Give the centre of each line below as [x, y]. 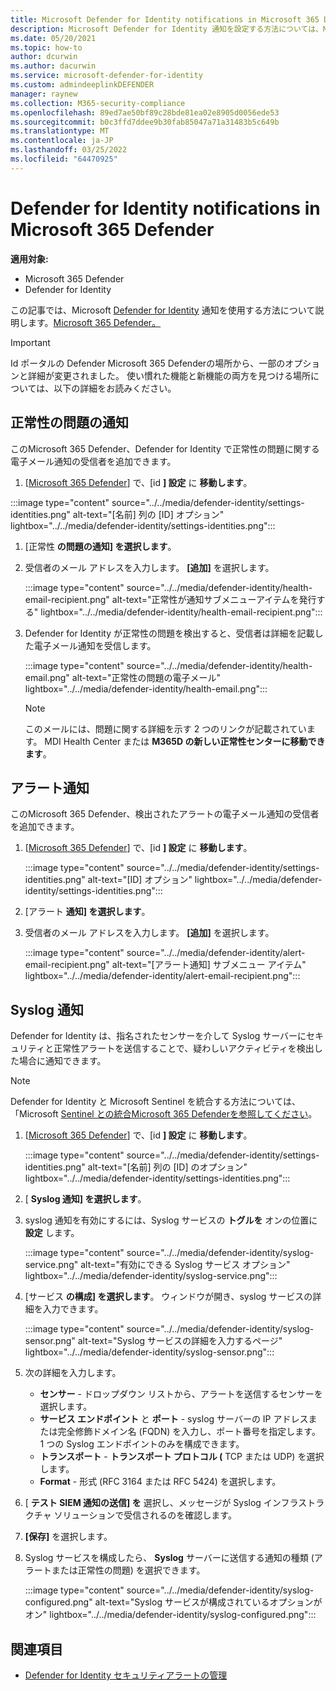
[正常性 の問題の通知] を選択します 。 [100, 546]
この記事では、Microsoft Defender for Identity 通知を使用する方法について [163, 310]
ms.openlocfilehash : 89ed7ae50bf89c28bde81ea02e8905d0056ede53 [145, 112]
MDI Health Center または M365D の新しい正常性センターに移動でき [185, 741]
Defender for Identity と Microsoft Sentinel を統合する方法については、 [156, 1102]
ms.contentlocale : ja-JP [62, 141]
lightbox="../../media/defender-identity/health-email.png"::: [146, 688]
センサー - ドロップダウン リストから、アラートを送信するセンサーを [181, 1394]
